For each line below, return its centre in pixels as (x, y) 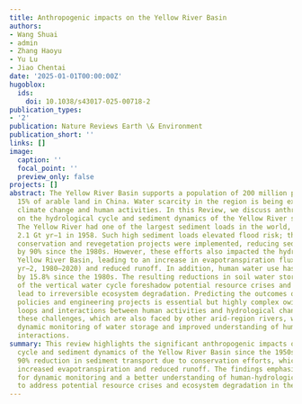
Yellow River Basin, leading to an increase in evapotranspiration (147, 260)
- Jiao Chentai (38, 68)
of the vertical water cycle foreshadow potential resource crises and (155, 285)
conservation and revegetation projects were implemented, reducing (148, 244)
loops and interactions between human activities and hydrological (147, 310)
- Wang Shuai (34, 34)
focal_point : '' (48, 168)
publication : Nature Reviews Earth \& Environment (106, 127)
